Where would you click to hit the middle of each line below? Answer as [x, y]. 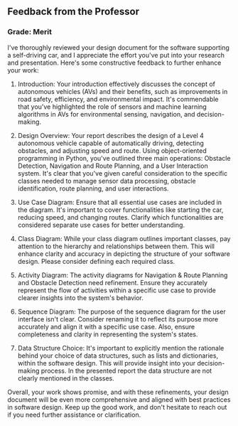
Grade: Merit [29, 32]
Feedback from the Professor [74, 12]
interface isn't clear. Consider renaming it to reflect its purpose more [118, 319]
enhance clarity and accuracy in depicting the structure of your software [124, 254]
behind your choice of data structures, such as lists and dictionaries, [118, 356]
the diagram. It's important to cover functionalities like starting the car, [120, 210]
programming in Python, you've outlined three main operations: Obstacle [124, 158]
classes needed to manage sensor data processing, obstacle [107, 181]
